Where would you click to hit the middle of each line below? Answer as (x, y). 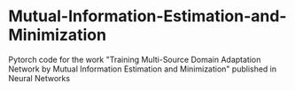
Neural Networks (39, 78)
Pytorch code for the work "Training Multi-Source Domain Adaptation (135, 59)
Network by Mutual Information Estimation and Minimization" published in (143, 69)
